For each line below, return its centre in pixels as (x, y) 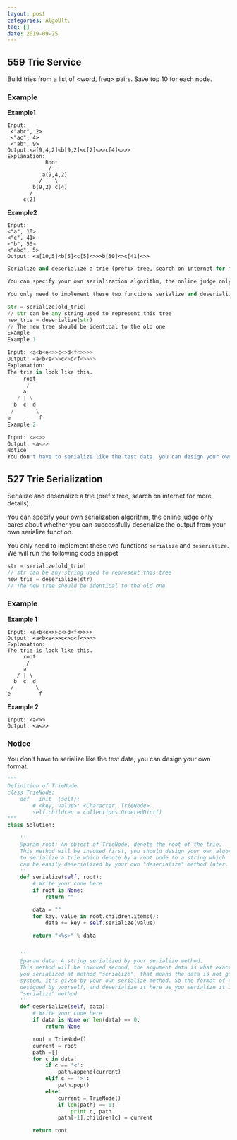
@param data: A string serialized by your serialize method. (111, 961)
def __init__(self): (50, 799)
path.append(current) (89, 1072)
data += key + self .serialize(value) (101, 923)
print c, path (91, 1111)
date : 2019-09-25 (33, 33)
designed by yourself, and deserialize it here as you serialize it (123, 987)
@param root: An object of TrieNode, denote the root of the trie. (121, 845)
